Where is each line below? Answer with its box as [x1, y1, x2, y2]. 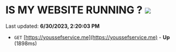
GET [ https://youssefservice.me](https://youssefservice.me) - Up [13, 34, 170, 40]
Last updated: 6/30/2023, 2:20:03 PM [5, 23, 100, 29]
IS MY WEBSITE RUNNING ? [5, 3, 143, 17]
